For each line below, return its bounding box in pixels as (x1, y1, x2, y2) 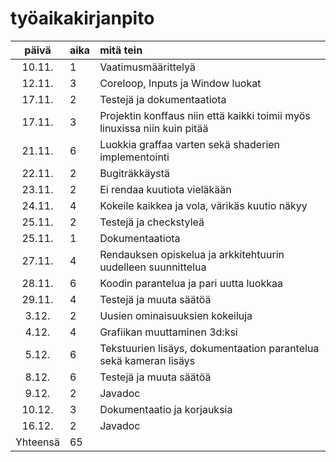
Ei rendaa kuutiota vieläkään (99, 182, 232, 196)
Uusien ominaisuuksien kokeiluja (99, 308, 253, 322)
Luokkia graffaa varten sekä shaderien (99, 137, 281, 151)
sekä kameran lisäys (99, 353, 196, 367)
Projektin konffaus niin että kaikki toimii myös (99, 108, 311, 122)
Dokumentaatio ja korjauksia (99, 402, 233, 416)
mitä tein (99, 43, 143, 57)
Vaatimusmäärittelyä (99, 60, 196, 74)
